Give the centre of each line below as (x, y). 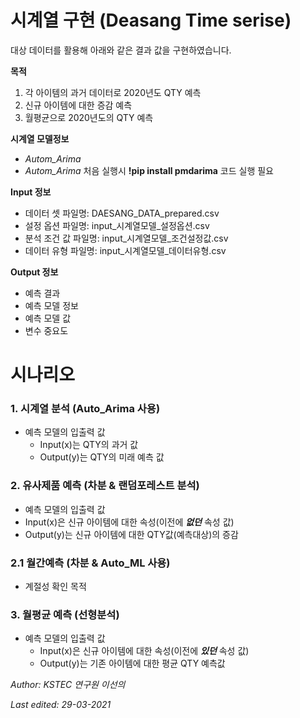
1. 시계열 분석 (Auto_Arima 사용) (85, 409)
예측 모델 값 (48, 318)
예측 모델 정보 (51, 305)
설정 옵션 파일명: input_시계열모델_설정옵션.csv (117, 225)
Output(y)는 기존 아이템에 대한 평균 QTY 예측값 (132, 663)
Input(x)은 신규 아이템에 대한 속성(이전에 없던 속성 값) (129, 522)
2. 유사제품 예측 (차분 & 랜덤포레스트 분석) (105, 486)
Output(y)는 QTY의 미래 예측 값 (102, 457)
